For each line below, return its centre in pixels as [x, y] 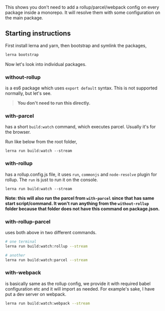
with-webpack [23, 273]
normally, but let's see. [29, 93]
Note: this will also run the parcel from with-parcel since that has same [80, 198]
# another [15, 255]
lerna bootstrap [22, 54]
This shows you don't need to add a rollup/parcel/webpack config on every [82, 7]
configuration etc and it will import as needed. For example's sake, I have [80, 289]
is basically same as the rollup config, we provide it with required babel [78, 284]
